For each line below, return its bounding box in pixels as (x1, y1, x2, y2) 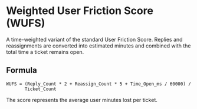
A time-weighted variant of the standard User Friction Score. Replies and (6, 36, 183, 43)
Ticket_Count (24, 86, 57, 92)
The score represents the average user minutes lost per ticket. (6, 96, 158, 103)
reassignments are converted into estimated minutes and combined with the (6, 42, 191, 49)
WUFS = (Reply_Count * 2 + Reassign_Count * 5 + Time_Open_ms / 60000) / (6, 81, 192, 87)
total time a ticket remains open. (6, 48, 84, 55)
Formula (6, 66, 37, 76)
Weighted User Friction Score (6, 4, 153, 18)
